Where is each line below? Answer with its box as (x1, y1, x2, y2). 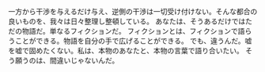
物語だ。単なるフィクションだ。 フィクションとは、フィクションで (21, 27, 239, 35)
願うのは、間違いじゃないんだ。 (14, 56, 119, 65)
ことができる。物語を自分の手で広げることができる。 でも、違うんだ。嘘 (14, 36, 252, 45)
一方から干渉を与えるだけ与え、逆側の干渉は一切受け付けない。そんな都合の (8, 7, 258, 16)
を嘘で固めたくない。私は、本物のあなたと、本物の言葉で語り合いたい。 (8, 46, 244, 55)
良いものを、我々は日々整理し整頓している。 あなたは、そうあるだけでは (8, 16, 246, 26)
